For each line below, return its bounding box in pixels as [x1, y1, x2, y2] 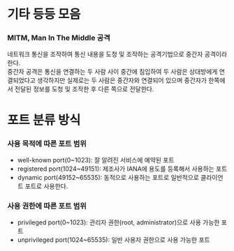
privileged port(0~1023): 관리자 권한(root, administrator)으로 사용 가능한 [17, 218, 220, 227]
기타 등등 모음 [7, 6, 81, 22]
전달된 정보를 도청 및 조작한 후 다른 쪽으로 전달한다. [14, 85, 154, 93]
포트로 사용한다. [24, 182, 68, 190]
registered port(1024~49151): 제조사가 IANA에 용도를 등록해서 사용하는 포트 [17, 165, 228, 173]
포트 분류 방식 [7, 112, 81, 128]
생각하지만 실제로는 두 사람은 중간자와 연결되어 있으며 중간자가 [37, 76, 207, 84]
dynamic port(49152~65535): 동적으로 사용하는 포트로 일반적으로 [17, 173, 199, 181]
